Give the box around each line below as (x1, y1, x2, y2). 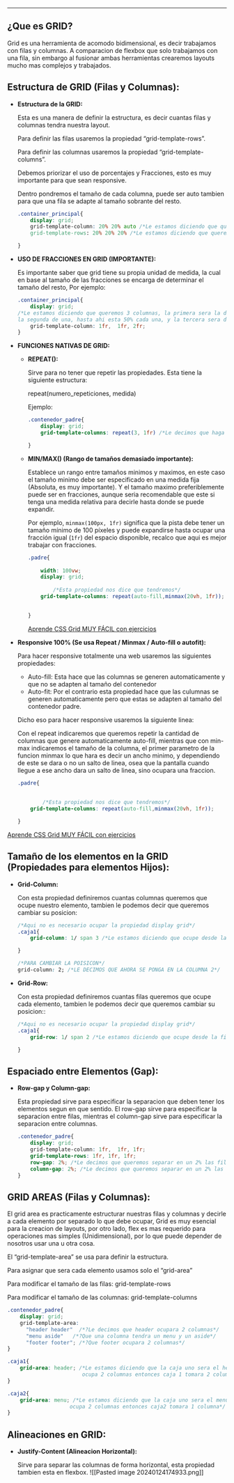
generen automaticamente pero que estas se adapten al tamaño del (27, 694, 222, 703)
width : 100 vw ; (40, 567, 81, 574)
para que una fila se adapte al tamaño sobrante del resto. (17, 196, 182, 205)
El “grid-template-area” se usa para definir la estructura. (7, 1253, 169, 1261)
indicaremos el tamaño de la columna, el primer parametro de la (31, 744, 214, 752)
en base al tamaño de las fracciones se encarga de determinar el (17, 276, 204, 284)
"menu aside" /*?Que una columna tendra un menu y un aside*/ (25, 1333, 217, 1340)
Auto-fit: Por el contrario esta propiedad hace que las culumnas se (27, 687, 219, 696)
